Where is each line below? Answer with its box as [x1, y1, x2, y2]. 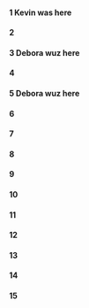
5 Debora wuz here [9, 88, 80, 98]
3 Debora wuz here [9, 47, 80, 58]
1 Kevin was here [9, 7, 72, 18]
